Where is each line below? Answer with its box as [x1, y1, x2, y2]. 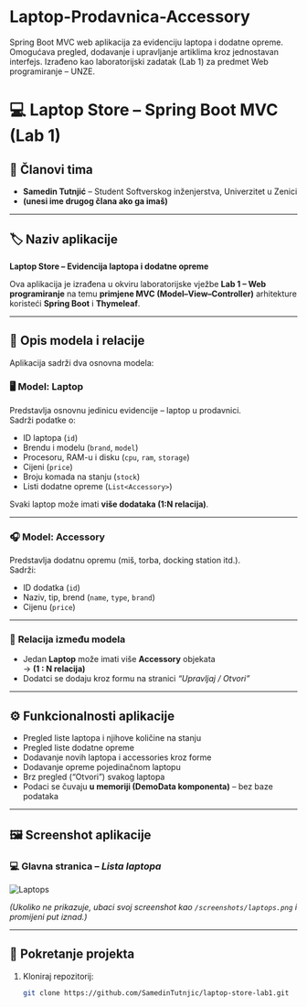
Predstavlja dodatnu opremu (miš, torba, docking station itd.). [9, 555, 240, 566]
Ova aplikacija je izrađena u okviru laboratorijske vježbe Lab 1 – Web [9, 278, 267, 289]
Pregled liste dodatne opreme [22, 743, 135, 754]
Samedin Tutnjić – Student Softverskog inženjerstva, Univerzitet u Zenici [22, 186, 298, 197]
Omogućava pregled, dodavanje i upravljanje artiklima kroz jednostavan [9, 46, 279, 57]
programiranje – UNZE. [9, 66, 96, 77]
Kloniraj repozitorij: [22, 970, 94, 981]
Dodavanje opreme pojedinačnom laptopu [22, 762, 181, 773]
